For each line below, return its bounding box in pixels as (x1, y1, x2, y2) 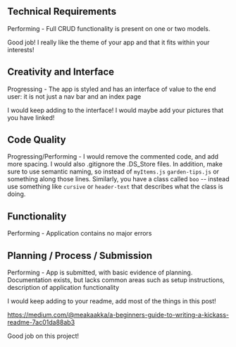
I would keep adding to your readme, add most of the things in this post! (7, 297, 216, 305)
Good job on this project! (7, 331, 80, 341)
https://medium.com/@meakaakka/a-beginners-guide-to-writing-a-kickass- (7, 310, 229, 319)
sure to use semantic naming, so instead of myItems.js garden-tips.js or (7, 167, 220, 176)
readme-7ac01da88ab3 (7, 318, 75, 327)
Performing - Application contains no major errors (7, 229, 152, 238)
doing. (7, 190, 26, 198)
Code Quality (7, 134, 66, 146)
